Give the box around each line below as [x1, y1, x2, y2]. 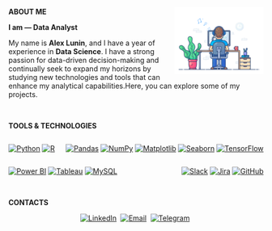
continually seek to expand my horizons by [8, 64, 151, 73]
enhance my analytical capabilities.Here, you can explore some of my [8, 81, 240, 90]
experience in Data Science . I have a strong [8, 47, 155, 56]
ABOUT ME [8, 7, 47, 16]
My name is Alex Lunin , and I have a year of [8, 38, 155, 48]
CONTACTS [8, 198, 49, 207]
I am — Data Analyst [8, 23, 79, 31]
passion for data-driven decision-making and [8, 56, 159, 65]
